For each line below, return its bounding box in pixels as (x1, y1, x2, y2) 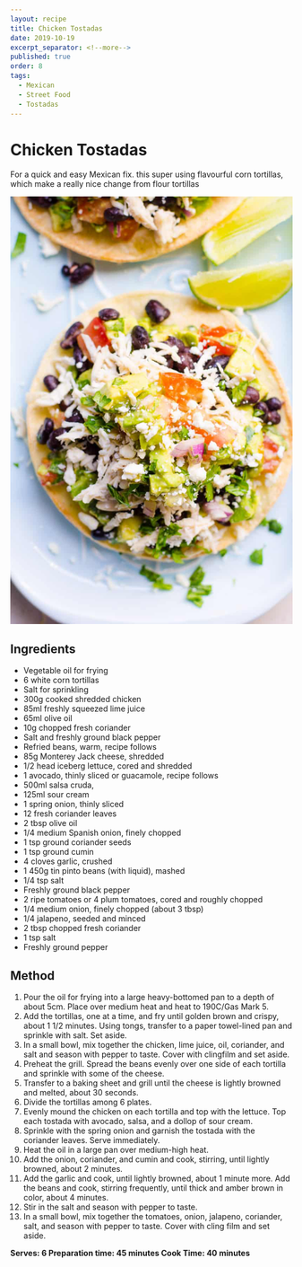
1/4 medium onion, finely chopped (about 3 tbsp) (22, 903, 204, 915)
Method (10, 968, 56, 983)
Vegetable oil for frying (22, 665, 108, 676)
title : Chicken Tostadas (10, 23, 103, 33)
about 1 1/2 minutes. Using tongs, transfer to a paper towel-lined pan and (22, 1020, 293, 1032)
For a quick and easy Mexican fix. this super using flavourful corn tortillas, (10, 169, 284, 180)
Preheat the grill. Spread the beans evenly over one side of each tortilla (22, 1059, 286, 1069)
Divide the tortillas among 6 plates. (22, 1096, 152, 1108)
